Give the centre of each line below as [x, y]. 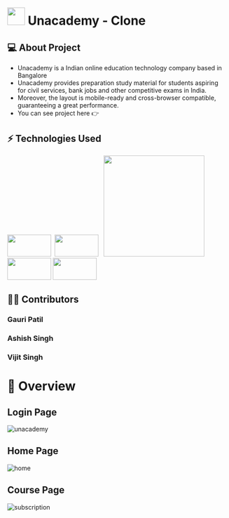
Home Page [33, 451]
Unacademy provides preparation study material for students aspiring [118, 83]
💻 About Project [44, 47]
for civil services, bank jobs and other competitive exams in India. [112, 90]
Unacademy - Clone [87, 21]
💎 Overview [41, 386]
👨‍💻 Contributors [43, 300]
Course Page [36, 490]
